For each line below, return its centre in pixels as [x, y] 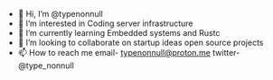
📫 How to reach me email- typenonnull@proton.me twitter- [129, 53]
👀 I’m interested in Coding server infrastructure [105, 23]
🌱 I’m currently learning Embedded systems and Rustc [119, 33]
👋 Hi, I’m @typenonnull [61, 14]
